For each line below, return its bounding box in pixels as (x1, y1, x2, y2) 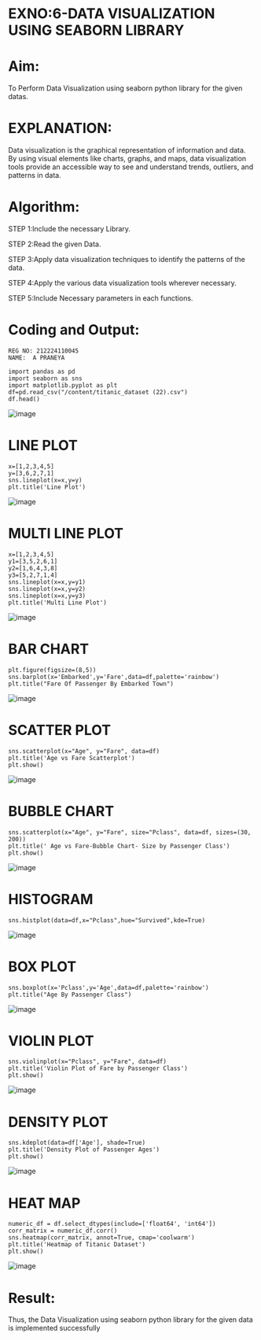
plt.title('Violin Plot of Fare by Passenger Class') (8, 1065, 189, 1072)
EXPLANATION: (8, 120, 112, 138)
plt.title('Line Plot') (8, 483, 86, 491)
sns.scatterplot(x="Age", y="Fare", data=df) (8, 747, 160, 755)
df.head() (8, 395, 41, 403)
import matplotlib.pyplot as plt (8, 381, 118, 389)
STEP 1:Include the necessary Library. (8, 224, 131, 233)
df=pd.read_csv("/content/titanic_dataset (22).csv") (8, 388, 189, 396)
